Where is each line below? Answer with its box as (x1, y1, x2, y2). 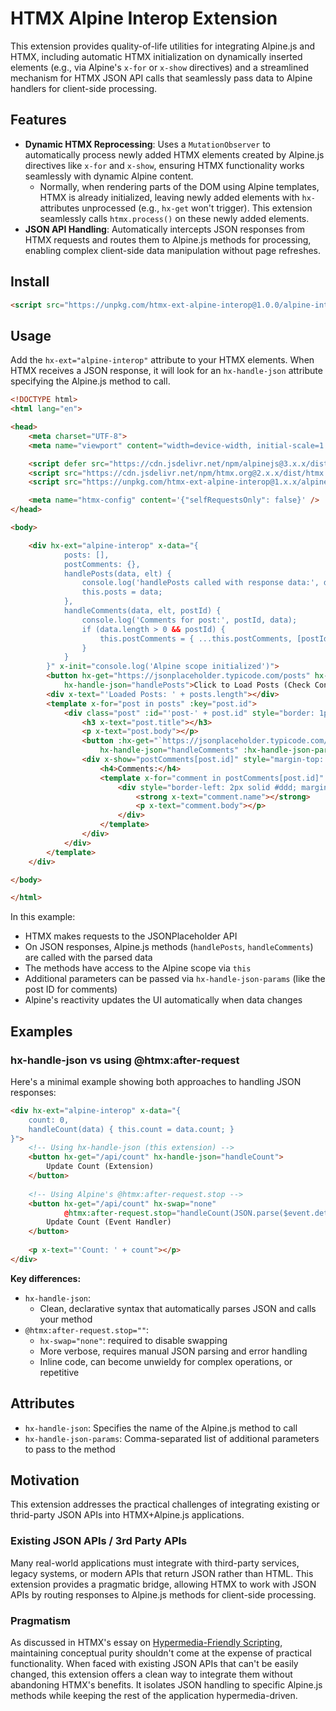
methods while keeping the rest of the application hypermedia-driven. (10, 1690, 298, 1702)
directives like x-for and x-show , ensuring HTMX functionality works (24, 159, 305, 171)
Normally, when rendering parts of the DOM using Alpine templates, (39, 180, 320, 192)
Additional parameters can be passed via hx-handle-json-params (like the (24, 973, 326, 985)
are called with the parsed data (24, 952, 153, 964)
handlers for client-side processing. (10, 82, 158, 94)
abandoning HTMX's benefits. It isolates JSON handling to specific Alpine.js (10, 1679, 323, 1691)
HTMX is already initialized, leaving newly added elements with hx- (39, 191, 316, 203)
